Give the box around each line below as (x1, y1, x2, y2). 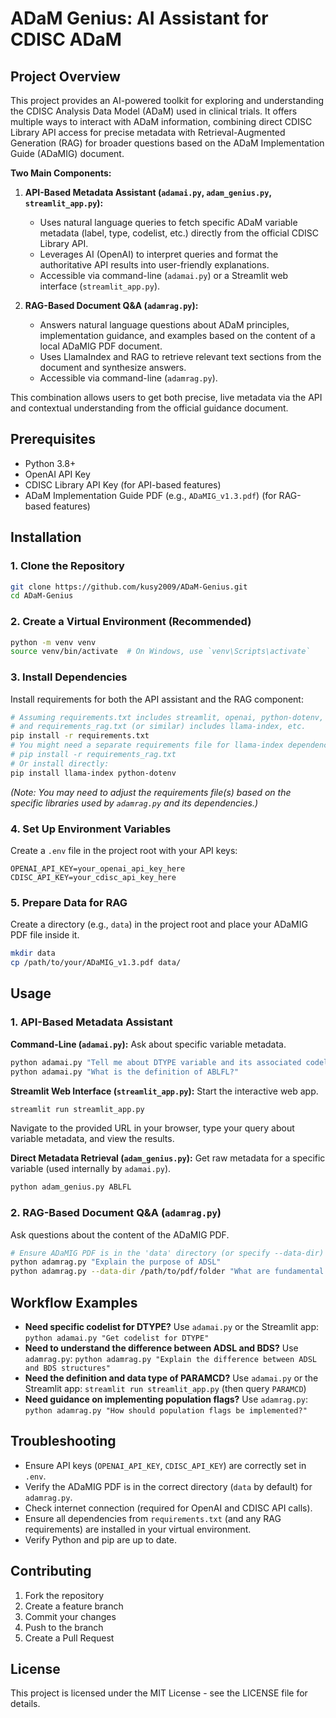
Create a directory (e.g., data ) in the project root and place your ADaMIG (10, 918, 308, 931)
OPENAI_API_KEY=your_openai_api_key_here (10, 864, 186, 874)
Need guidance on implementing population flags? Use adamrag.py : (24, 1393, 308, 1405)
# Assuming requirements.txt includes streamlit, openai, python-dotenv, (10, 712, 325, 722)
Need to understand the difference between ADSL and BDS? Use (24, 1342, 299, 1354)
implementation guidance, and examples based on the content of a (39, 330, 316, 341)
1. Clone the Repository (10, 559, 125, 573)
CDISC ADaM (10, 28, 122, 51)
